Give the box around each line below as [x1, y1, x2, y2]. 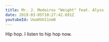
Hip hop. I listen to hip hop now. [5, 31, 72, 37]
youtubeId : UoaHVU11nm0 [5, 17, 56, 22]
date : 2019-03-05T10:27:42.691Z [5, 12, 74, 17]
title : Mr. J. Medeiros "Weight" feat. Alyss [5, 7, 104, 13]
